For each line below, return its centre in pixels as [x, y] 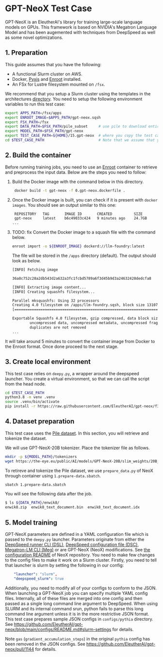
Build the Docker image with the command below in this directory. [78, 182]
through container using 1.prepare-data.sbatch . [53, 475]
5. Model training [31, 522]
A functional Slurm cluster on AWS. [47, 74]
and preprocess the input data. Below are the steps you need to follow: [76, 172]
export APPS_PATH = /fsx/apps [33, 113]
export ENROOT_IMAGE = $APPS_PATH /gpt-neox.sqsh [53, 117]
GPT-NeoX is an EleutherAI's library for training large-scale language [74, 22]
